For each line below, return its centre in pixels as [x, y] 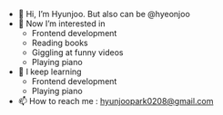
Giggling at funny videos [77, 53]
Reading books [60, 43]
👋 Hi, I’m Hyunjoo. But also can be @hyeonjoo [104, 14]
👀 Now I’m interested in [61, 24]
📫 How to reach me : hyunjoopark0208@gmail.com [116, 101]
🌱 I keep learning [50, 72]
